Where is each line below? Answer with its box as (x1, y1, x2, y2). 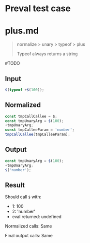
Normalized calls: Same (5, 223, 52, 229)
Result (5, 181, 25, 189)
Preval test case (5, 3, 71, 14)
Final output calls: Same (5, 233, 53, 239)
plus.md (5, 25, 39, 37)
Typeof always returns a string (16, 51, 78, 57)
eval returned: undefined (12, 214, 62, 220)
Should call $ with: (5, 194, 42, 200)
